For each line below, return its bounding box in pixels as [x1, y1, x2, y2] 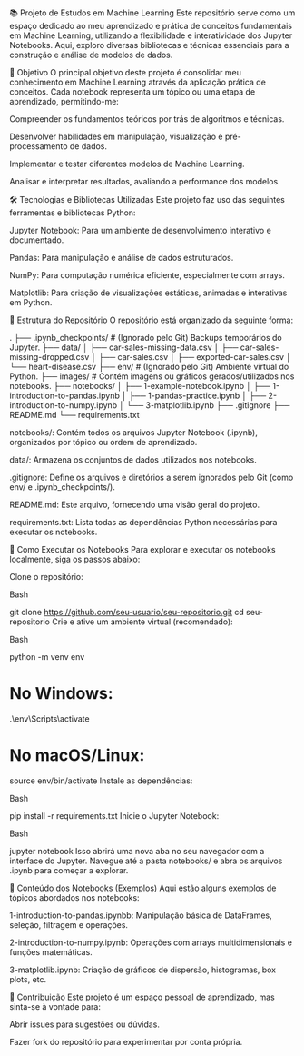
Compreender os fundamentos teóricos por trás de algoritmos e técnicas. [9, 114, 285, 125]
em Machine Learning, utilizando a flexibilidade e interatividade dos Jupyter [9, 30, 293, 41]
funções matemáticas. [9, 946, 93, 957]
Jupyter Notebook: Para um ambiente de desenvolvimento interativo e [9, 225, 272, 235]
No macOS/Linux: [9, 745, 145, 766]
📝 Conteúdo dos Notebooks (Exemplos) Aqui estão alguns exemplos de [9, 882, 277, 893]
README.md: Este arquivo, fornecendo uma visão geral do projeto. [9, 499, 260, 510]
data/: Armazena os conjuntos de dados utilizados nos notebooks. [9, 454, 257, 465]
